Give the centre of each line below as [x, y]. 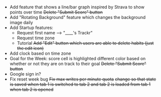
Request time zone [36, 38]
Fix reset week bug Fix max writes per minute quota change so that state [83, 79]
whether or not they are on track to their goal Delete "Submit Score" [78, 64]
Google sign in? [25, 74]
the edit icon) [30, 48]
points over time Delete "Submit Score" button [56, 12]
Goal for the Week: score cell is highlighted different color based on [78, 58]
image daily [21, 22]
